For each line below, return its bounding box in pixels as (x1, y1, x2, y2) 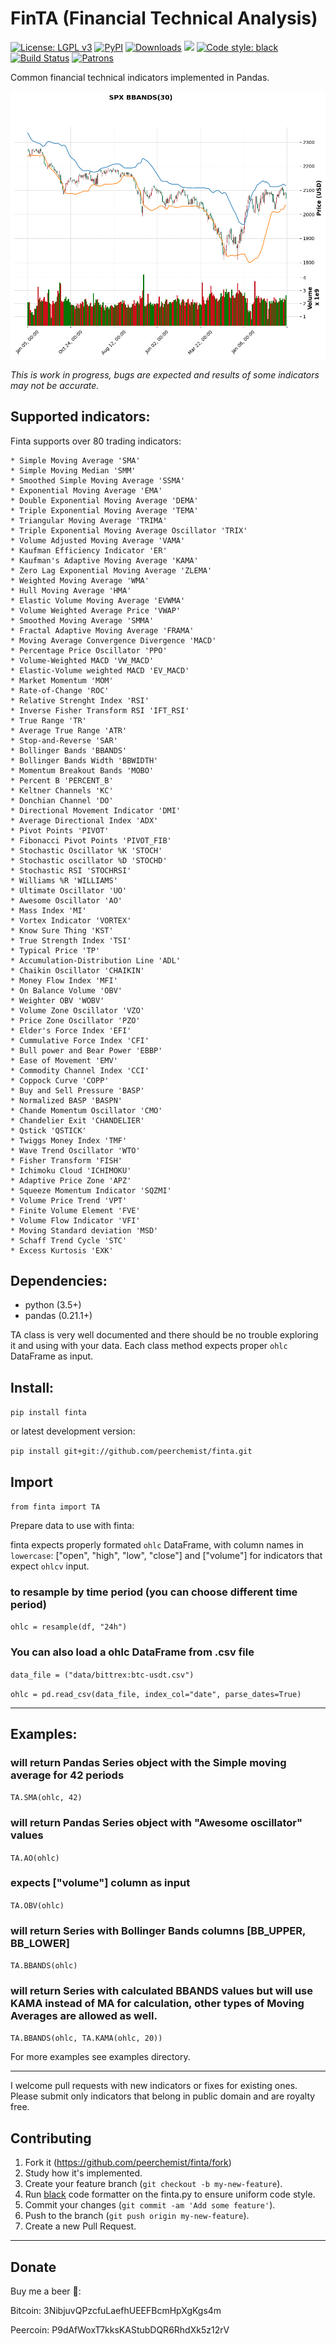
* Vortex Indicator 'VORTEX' (10, 915, 132, 926)
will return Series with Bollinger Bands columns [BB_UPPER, (10, 1923, 306, 1937)
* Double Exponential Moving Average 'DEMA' (10, 495, 199, 506)
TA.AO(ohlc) (10, 1853, 60, 1863)
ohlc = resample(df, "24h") (10, 1622, 128, 1632)
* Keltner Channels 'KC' (10, 785, 114, 796)
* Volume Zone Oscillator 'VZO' (10, 1005, 145, 1016)
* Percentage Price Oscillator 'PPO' (10, 645, 168, 656)
